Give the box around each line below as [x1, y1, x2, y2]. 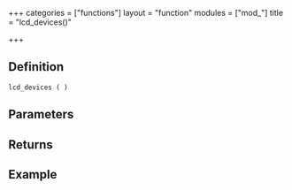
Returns [8, 137, 54, 152]
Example [8, 167, 58, 182]
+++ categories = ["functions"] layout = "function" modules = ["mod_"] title [8, 8, 284, 18]
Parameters [8, 107, 74, 122]
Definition [8, 59, 64, 74]
